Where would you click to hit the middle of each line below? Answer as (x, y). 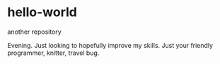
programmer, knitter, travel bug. (53, 53)
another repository (34, 32)
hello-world (42, 12)
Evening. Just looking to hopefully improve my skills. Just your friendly (110, 45)
